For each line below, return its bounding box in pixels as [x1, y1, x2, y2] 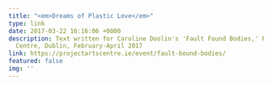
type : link [8, 19, 45, 28]
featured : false [8, 57, 63, 66]
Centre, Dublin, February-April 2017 [15, 42, 143, 50]
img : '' [8, 65, 35, 73]
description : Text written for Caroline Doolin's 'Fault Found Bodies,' [8, 34, 259, 43]
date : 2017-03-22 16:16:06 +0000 [8, 27, 121, 35]
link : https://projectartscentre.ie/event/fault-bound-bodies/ [8, 49, 227, 57]
